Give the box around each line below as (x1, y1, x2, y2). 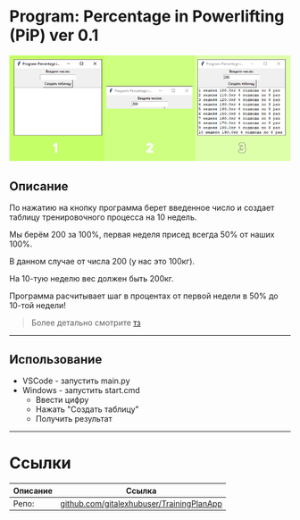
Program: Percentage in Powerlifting (9, 6, 285, 27)
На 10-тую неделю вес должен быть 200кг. (9, 273, 174, 284)
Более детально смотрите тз (30, 317, 141, 328)
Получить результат (35, 414, 113, 424)
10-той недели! (9, 300, 67, 311)
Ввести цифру (35, 395, 89, 406)
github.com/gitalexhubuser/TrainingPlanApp (60, 498, 223, 508)
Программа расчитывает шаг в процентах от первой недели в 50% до (9, 290, 279, 301)
